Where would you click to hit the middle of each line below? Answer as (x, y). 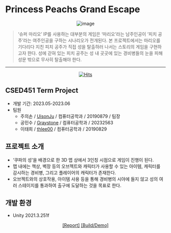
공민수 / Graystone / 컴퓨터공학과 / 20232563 (67, 122)
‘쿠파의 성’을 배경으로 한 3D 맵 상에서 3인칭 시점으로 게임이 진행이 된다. (83, 160)
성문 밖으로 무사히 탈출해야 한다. (50, 59)
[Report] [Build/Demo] (85, 225)
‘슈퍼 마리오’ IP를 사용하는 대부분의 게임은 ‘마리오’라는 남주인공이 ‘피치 (87, 34)
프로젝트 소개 (25, 147)
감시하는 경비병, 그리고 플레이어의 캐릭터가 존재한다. (64, 172)
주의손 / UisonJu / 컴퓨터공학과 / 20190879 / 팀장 (70, 116)
